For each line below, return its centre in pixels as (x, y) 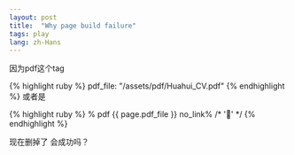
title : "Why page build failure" (73, 26)
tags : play (29, 34)
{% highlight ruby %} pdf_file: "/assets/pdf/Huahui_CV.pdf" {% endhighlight (147, 86)
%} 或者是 (27, 97)
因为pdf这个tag (37, 68)
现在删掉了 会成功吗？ (49, 142)
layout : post (33, 17)
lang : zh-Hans (35, 42)
